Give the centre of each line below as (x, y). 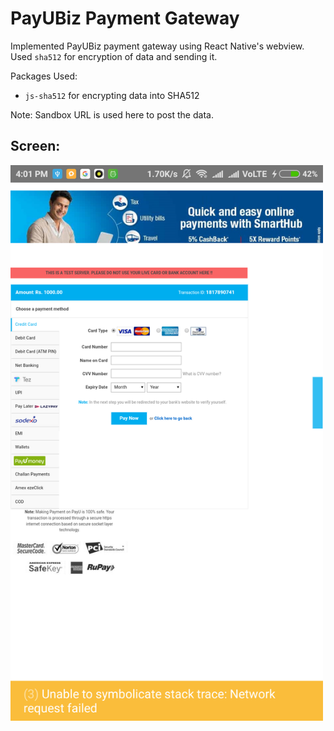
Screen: (35, 146)
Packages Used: (44, 76)
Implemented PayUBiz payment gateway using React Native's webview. (157, 46)
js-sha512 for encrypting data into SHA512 (112, 95)
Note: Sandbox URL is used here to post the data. (112, 114)
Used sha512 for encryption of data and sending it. (114, 56)
